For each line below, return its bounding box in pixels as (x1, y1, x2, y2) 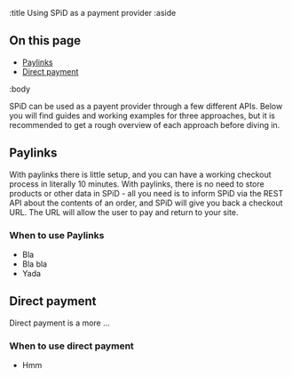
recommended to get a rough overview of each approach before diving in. (9, 119, 280, 130)
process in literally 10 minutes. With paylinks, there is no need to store (9, 178, 264, 189)
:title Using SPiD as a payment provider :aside (9, 8, 177, 18)
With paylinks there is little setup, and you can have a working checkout (9, 169, 272, 180)
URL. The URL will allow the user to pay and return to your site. (9, 206, 239, 217)
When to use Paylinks (9, 229, 105, 241)
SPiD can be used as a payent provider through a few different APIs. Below (9, 100, 283, 111)
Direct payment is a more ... (9, 317, 111, 328)
